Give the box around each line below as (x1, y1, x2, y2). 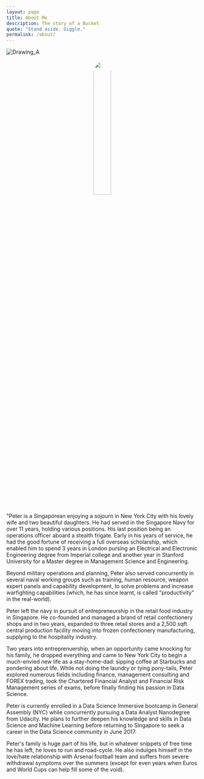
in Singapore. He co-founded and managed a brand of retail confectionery (6, 614, 193, 621)
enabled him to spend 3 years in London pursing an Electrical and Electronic (6, 545, 198, 552)
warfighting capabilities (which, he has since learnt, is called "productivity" (6, 589, 195, 597)
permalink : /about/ (6, 32, 56, 38)
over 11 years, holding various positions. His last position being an (6, 525, 171, 533)
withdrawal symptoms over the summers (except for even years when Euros (6, 759, 198, 767)
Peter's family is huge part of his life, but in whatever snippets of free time (6, 740, 192, 747)
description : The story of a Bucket (6, 20, 99, 26)
